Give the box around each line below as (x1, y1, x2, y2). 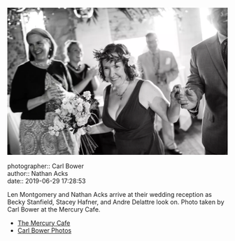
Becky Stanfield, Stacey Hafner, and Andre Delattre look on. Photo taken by (7, 198, 225, 206)
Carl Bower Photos (17, 226, 72, 235)
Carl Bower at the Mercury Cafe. (7, 205, 101, 214)
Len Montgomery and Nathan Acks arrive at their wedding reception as (7, 190, 212, 198)
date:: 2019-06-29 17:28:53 (7, 177, 86, 185)
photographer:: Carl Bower (7, 162, 84, 170)
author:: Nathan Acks (7, 169, 69, 177)
